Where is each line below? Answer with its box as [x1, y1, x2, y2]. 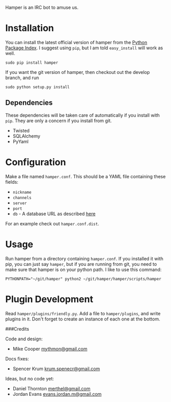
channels [12, 195, 32, 200]
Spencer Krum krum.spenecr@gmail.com [12, 366, 100, 372]
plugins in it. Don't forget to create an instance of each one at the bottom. [5, 316, 160, 322]
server [12, 200, 27, 206]
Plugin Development [5, 293, 94, 305]
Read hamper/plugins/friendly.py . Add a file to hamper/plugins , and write [5, 310, 161, 316]
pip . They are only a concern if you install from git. [5, 118, 112, 124]
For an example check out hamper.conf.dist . [5, 220, 99, 226]
